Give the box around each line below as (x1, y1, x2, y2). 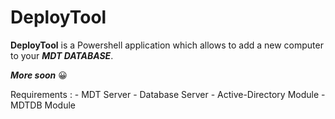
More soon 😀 (10, 69, 68, 81)
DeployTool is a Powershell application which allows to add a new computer (10, 39, 324, 51)
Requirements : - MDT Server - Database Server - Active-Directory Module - (10, 88, 326, 100)
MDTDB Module (10, 99, 77, 111)
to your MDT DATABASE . (10, 49, 114, 61)
